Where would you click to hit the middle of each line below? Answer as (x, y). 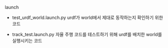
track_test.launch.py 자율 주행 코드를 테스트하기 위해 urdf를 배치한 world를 (87, 34)
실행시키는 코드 (27, 40)
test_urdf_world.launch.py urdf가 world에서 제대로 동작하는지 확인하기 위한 (88, 17)
